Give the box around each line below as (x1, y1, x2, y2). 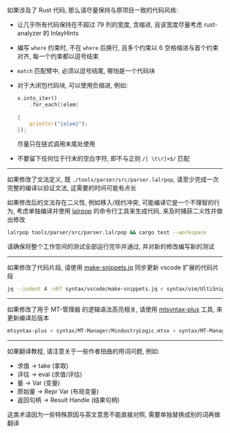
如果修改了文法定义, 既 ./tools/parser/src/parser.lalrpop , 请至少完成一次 (7, 175, 219, 183)
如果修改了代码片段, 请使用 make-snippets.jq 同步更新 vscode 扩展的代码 (7, 263, 214, 272)
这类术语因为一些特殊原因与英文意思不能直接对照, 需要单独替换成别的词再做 (7, 410, 220, 419)
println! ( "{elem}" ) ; (29, 120, 88, 127)
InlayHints (50, 29, 79, 37)
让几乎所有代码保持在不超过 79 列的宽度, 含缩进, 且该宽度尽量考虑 (16, 21, 203, 29)
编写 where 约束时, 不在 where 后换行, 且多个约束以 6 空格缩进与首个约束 (16, 44, 219, 51)
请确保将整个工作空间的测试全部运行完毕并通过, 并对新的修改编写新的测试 (7, 242, 214, 251)
